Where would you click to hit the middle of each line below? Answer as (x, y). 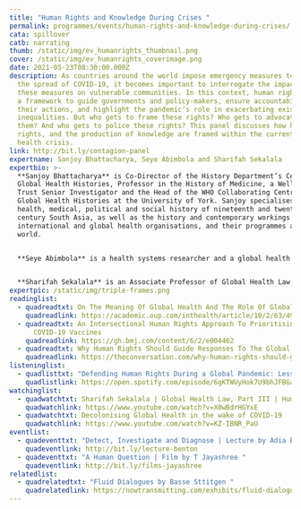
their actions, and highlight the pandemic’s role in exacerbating (146, 109)
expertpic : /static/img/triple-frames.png (90, 291)
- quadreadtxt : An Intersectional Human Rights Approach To (132, 324)
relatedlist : (34, 474)
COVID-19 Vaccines (67, 332)
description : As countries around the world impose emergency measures (146, 76)
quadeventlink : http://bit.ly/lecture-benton (112, 449)
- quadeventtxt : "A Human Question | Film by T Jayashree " (132, 457)
